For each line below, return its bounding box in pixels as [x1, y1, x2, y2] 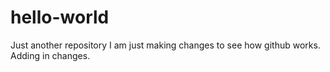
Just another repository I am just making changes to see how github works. [10, 39, 321, 51]
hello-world [10, 6, 110, 29]
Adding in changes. [10, 49, 91, 61]
